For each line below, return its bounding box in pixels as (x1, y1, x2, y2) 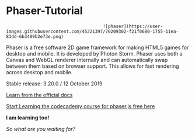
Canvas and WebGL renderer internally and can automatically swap (6, 56, 168, 63)
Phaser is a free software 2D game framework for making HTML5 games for (6, 44, 189, 51)
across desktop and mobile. (6, 68, 73, 75)
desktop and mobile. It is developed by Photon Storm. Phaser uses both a (6, 50, 183, 57)
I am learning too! (6, 114, 50, 121)
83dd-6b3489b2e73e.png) (6, 33, 64, 39)
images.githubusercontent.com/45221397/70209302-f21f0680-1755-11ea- (6, 28, 179, 34)
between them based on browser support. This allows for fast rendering (6, 63, 179, 70)
